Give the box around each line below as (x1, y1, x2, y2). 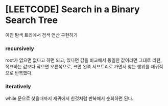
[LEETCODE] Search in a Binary (5, 4, 140, 15)
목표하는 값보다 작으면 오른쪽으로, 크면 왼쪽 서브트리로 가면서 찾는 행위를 (5, 64, 150, 70)
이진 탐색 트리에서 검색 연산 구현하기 (5, 32, 78, 38)
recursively (5, 45, 34, 52)
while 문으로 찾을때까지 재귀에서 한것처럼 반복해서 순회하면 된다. (5, 95, 134, 101)
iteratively (5, 83, 32, 90)
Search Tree (5, 14, 58, 26)
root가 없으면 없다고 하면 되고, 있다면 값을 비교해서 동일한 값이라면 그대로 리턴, (5, 57, 162, 63)
